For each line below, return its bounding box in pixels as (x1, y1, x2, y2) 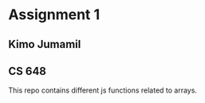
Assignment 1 (8, 6, 101, 24)
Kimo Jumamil (8, 38, 81, 51)
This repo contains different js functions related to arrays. (8, 85, 198, 95)
